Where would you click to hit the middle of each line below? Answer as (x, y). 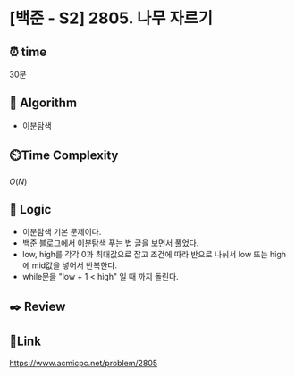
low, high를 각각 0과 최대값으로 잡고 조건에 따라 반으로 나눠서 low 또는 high (154, 255)
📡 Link (25, 342)
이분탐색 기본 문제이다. (62, 232)
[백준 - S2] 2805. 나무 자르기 (111, 18)
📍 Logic (30, 209)
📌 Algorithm (43, 103)
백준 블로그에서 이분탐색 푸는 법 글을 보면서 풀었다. (110, 243)
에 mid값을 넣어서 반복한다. (70, 265)
